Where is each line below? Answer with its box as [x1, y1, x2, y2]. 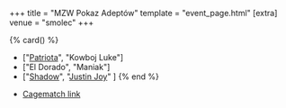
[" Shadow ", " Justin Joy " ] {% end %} [22, 71, 159, 82]
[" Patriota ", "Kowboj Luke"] [22, 52, 124, 62]
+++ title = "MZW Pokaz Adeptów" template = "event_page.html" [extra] [9, 8, 278, 18]
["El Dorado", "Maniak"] [22, 62, 111, 72]
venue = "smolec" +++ [9, 17, 94, 28]
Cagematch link [22, 89, 81, 99]
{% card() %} [9, 35, 59, 45]
